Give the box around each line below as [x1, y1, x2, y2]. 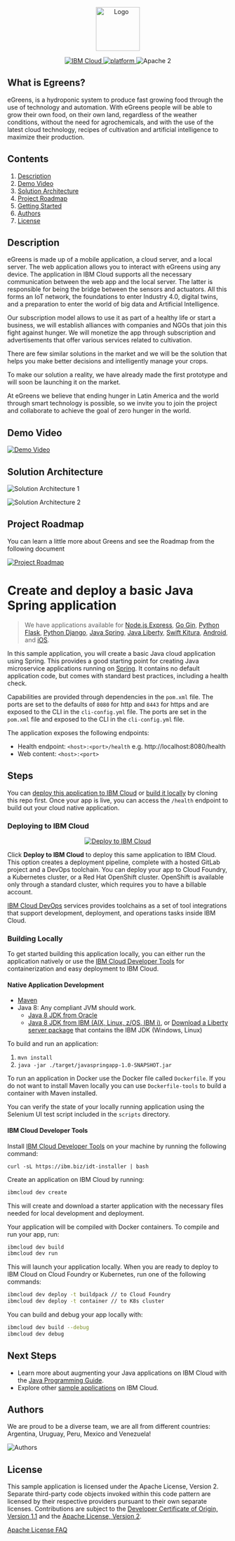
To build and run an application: [7, 1039, 99, 1048]
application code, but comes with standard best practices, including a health [7, 671, 229, 680]
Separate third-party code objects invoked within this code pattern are [7, 1490, 211, 1498]
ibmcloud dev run [7, 1250, 58, 1257]
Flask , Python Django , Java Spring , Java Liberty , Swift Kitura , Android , [24, 628, 228, 636]
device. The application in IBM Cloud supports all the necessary [7, 270, 192, 278]
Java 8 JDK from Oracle [27, 1011, 98, 1020]
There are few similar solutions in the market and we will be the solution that [7, 349, 227, 358]
